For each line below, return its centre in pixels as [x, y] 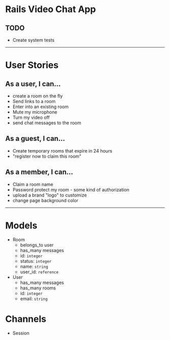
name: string [34, 266]
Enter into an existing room [40, 107]
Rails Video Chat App [51, 9]
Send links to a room [34, 101]
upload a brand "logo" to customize [50, 195]
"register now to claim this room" [47, 156]
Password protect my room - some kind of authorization [71, 189]
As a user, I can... [33, 84]
